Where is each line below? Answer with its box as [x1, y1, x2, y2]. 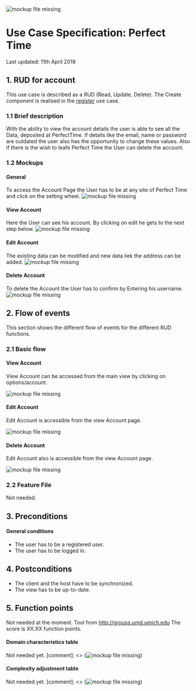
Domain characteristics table [6, 639, 78, 646]
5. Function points [6, 603, 74, 613]
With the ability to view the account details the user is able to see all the [6, 125, 180, 133]
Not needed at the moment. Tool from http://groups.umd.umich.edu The [6, 619, 181, 626]
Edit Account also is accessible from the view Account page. [6, 455, 153, 462]
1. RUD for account [6, 75, 75, 85]
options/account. [6, 379, 48, 386]
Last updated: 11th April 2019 [6, 58, 76, 65]
